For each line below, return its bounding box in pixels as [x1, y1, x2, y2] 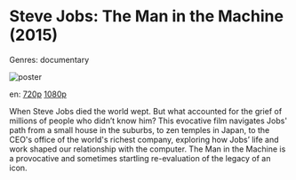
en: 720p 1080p [9, 89, 67, 99]
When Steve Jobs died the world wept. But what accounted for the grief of [9, 106, 283, 116]
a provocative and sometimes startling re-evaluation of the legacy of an [9, 153, 271, 163]
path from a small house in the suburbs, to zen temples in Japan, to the [9, 124, 270, 135]
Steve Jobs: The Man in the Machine [9, 6, 284, 27]
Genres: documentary [9, 54, 90, 65]
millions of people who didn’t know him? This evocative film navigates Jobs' [9, 115, 287, 126]
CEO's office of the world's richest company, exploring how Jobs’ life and [9, 134, 279, 145]
